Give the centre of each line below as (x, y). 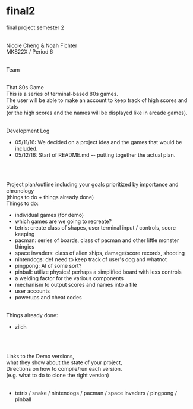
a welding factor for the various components (69, 278)
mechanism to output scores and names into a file (76, 284)
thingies (24, 246)
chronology (20, 190)
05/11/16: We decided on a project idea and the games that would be (98, 142)
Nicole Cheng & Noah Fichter (42, 45)
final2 (21, 11)
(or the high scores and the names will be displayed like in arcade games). (97, 113)
